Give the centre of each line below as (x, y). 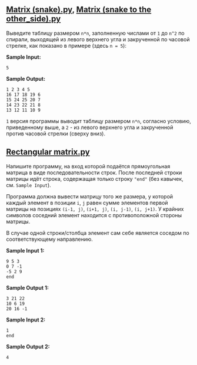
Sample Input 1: (25, 250)
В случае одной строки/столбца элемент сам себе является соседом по (98, 233)
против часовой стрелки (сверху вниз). (56, 133)
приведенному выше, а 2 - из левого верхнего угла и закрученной (90, 127)
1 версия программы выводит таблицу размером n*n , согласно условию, (98, 121)
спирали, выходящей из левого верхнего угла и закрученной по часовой (98, 39)
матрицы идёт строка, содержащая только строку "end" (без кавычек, (95, 178)
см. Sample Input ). (29, 185)
